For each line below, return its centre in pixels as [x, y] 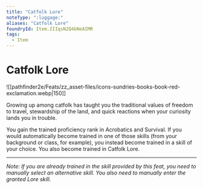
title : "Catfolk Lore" [35, 12]
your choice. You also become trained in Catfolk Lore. [73, 148]
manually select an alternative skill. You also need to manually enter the [96, 173]
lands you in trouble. [32, 118]
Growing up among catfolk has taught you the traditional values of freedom [100, 105]
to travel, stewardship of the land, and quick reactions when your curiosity [99, 111]
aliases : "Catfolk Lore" [37, 23]
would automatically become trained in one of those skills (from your [92, 136]
